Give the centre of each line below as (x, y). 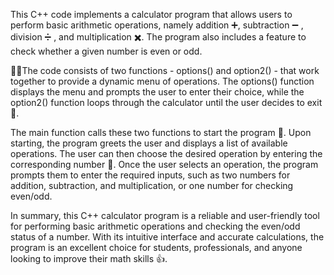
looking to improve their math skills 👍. (89, 258)
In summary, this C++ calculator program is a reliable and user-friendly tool (165, 215)
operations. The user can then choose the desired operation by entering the (166, 153)
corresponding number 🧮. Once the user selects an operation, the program (164, 164)
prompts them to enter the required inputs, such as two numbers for (150, 175)
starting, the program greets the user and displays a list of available (149, 143)
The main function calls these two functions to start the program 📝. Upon (161, 132)
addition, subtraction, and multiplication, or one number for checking (152, 185)
